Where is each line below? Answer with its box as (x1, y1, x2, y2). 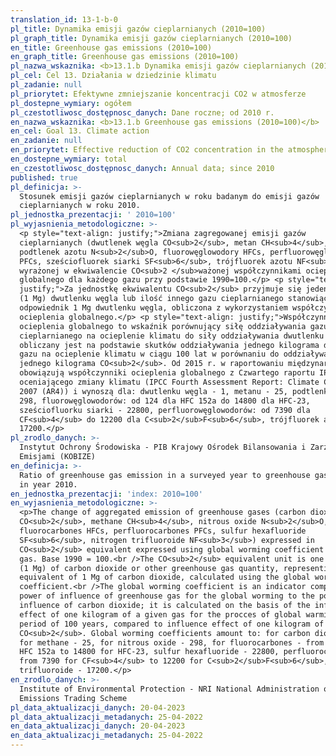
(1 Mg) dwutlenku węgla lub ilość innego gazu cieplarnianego (19, 294, 284, 304)
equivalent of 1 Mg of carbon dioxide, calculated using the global (19, 572, 311, 583)
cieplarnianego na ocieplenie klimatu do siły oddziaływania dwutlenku (19, 331, 325, 341)
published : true (10, 172, 78, 183)
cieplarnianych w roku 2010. (19, 201, 141, 211)
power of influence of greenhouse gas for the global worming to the (19, 591, 315, 601)
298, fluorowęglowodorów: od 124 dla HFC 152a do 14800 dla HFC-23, (19, 396, 311, 406)
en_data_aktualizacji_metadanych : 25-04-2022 (10, 731, 203, 741)
